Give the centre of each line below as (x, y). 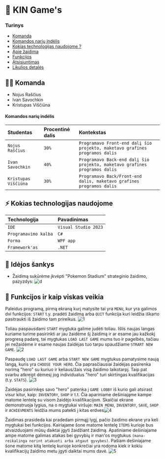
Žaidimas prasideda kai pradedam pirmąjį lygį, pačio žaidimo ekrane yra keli (82, 420)
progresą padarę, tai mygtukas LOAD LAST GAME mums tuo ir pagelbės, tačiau (82, 339)
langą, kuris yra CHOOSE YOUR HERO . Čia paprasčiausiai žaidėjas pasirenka (78, 364)
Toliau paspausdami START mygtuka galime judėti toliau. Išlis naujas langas (80, 328)
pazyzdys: (23, 281)
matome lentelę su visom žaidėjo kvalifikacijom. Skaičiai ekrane (69, 400)
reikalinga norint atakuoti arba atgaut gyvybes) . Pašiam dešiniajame (78, 440)
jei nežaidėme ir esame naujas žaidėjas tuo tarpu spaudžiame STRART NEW (79, 344)
